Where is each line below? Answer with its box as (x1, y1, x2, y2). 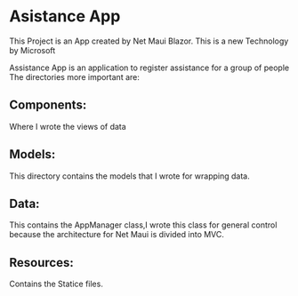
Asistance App (9, 6, 121, 27)
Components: (9, 98, 87, 113)
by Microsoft (9, 44, 56, 55)
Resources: (9, 255, 74, 270)
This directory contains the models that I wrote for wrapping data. (9, 171, 251, 181)
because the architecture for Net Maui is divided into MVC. (9, 229, 225, 240)
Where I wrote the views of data (9, 121, 126, 132)
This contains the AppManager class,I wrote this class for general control (9, 220, 278, 230)
